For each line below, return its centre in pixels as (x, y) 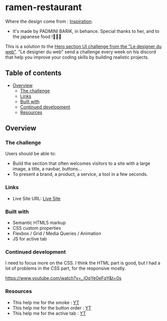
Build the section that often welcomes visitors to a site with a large (81, 163)
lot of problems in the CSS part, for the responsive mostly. (66, 268)
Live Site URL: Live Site (37, 198)
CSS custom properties (37, 228)
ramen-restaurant (44, 7)
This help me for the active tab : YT (49, 313)
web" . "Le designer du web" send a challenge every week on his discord (81, 52)
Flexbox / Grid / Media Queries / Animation (57, 234)
